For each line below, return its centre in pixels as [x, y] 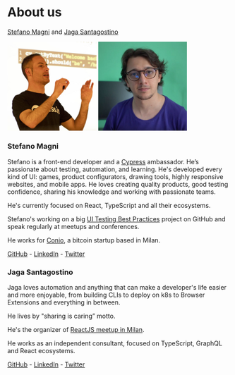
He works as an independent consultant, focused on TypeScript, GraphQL [115, 343]
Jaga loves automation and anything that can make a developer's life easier [117, 288]
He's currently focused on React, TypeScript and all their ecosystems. [109, 205]
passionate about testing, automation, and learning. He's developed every [115, 169]
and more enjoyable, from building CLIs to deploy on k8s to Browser [106, 295]
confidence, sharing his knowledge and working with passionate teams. [112, 192]
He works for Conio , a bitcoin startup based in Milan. [84, 240]
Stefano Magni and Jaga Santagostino [63, 32]
